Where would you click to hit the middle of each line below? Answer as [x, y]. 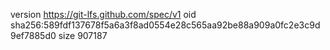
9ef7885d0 [33, 35]
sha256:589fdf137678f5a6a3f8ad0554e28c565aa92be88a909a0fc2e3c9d [165, 25]
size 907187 [83, 35]
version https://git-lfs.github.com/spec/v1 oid [103, 14]
